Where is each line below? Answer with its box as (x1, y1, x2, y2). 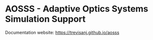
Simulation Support (5, 13, 86, 25)
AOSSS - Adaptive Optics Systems (5, 3, 149, 14)
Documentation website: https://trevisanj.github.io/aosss (5, 29, 120, 35)
